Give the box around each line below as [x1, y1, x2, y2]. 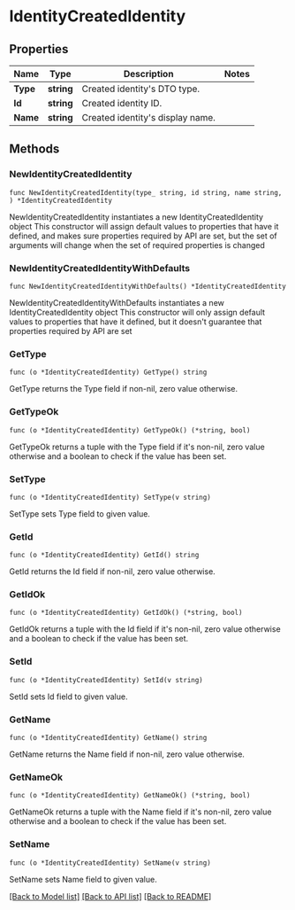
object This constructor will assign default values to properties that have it [9, 221, 279, 231]
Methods [9, 142, 60, 157]
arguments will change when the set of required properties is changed [9, 239, 265, 250]
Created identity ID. [81, 97, 163, 109]
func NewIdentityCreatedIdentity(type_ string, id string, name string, [9, 188, 283, 197]
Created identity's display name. [81, 112, 216, 123]
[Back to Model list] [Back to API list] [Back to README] [9, 891, 212, 901]
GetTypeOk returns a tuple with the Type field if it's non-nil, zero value [9, 441, 265, 452]
